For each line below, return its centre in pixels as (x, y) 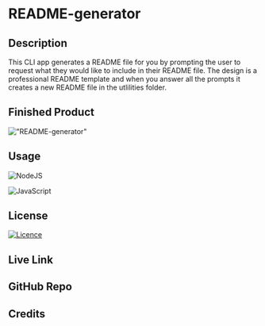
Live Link (31, 260)
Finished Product (52, 112)
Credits (27, 314)
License (28, 216)
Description (38, 43)
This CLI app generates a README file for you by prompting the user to (125, 62)
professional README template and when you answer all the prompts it (124, 79)
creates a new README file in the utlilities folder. (87, 87)
